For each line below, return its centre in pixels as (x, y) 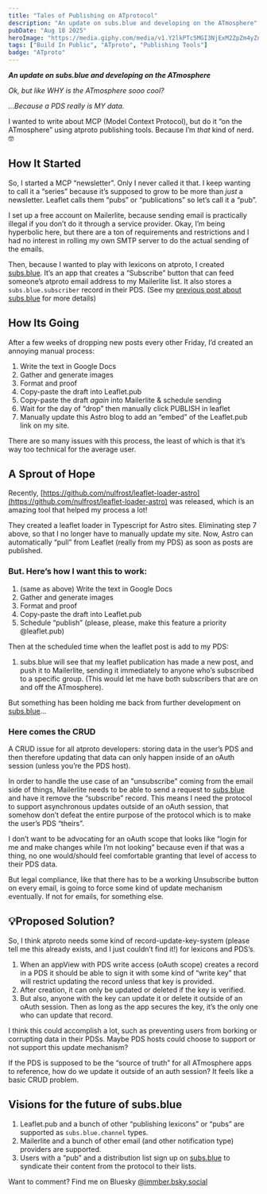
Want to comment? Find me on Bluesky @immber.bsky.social (108, 1181)
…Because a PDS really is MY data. (66, 106)
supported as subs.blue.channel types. (84, 1132)
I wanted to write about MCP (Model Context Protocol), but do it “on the (125, 121)
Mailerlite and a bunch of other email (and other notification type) (127, 1141)
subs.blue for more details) (52, 298)
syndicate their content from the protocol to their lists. (108, 1166)
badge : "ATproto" (37, 52)
